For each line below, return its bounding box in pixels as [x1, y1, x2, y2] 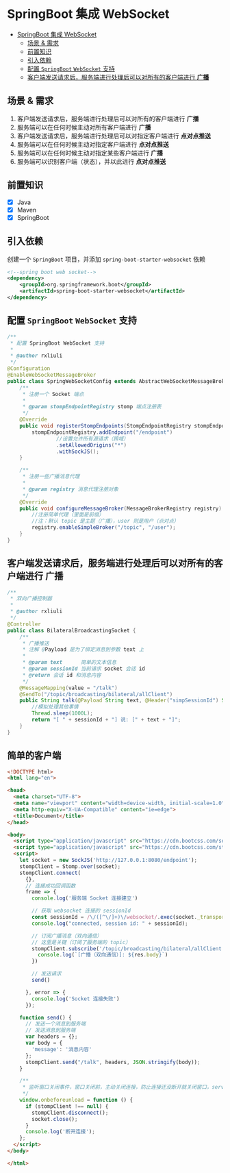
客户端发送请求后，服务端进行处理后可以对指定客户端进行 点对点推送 [16, 132, 211, 140]
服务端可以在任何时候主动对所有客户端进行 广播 [16, 123, 151, 131]
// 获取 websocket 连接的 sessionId [31, 907, 131, 915]
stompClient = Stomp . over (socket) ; [19, 863, 121, 870]
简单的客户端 [7, 750, 62, 761]
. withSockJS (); [55, 448, 99, 455]
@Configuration [7, 365, 51, 372]
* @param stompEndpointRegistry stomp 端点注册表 [22, 404, 162, 410]
